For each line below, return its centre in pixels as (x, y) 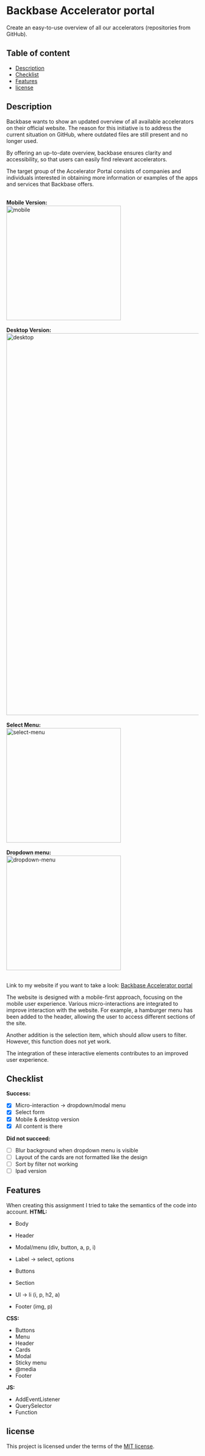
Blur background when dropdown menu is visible (77, 1150)
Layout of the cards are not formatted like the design (81, 1157)
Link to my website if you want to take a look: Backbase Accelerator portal (99, 985)
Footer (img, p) (34, 1306)
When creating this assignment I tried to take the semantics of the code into (102, 1205)
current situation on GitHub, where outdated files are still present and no (97, 134)
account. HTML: (27, 1212)
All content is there (39, 1126)
